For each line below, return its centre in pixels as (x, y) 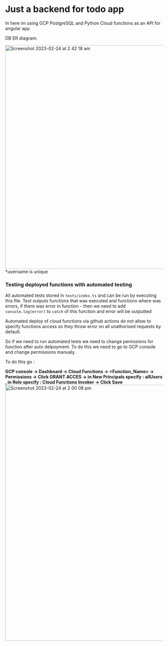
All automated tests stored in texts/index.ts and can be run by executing (81, 295)
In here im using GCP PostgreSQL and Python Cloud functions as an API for (83, 23)
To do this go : (20, 362)
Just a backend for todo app (64, 9)
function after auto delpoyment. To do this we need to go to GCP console (80, 347)
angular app (17, 28)
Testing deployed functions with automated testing (69, 284)
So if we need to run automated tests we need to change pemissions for (79, 342)
